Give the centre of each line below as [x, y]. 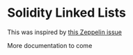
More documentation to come [50, 45]
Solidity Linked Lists [67, 13]
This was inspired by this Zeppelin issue [64, 32]
